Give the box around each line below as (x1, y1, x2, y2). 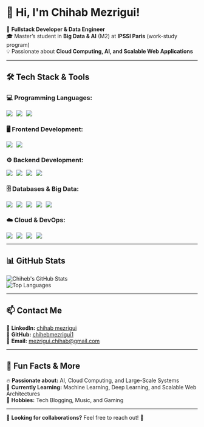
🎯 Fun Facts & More (6, 361, 81, 371)
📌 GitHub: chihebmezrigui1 (6, 331, 74, 338)
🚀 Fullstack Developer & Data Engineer (6, 26, 105, 33)
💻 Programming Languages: (6, 94, 93, 102)
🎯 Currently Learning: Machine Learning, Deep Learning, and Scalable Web (6, 384, 197, 391)
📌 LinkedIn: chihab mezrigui (6, 324, 77, 332)
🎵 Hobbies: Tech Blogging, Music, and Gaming (6, 397, 124, 404)
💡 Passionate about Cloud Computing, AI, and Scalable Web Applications (6, 47, 193, 55)
